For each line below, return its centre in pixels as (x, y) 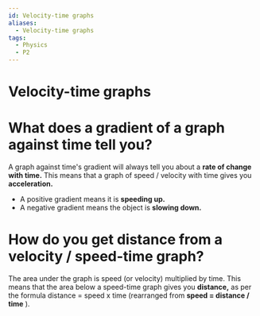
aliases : (23, 23)
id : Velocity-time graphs (51, 15)
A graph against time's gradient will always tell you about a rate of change (130, 167)
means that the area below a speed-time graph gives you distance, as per (130, 287)
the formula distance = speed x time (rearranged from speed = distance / (129, 295)
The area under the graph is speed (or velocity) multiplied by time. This (124, 279)
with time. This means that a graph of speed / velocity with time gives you (130, 175)
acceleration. (31, 184)
